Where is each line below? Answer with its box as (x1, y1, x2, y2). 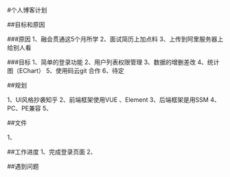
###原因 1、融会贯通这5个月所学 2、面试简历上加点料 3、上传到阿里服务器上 (7, 35, 224, 43)
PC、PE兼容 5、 (7, 105, 53, 112)
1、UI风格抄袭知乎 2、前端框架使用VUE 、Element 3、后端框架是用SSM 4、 (7, 96, 221, 104)
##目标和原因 (7, 21, 45, 29)
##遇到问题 (7, 163, 39, 170)
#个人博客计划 (7, 6, 47, 14)
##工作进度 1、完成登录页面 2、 (7, 148, 97, 156)
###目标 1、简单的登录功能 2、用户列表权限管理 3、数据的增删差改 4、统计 (7, 58, 220, 66)
